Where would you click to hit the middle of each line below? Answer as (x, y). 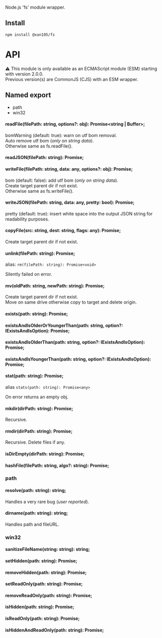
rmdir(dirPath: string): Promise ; (39, 431)
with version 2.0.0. (24, 74)
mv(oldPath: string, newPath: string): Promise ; (55, 286)
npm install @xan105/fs (30, 35)
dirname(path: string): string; (37, 513)
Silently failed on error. (29, 274)
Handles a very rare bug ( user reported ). (47, 502)
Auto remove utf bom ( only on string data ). (50, 140)
